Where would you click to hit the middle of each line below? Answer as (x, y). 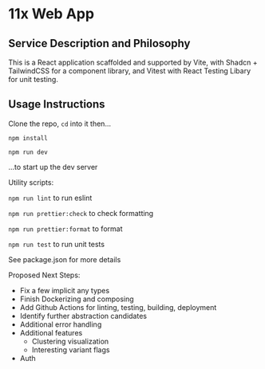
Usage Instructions (57, 104)
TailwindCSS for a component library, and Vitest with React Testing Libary (130, 71)
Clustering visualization (70, 341)
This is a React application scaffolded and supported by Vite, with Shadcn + (133, 62)
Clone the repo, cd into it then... (60, 124)
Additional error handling (61, 324)
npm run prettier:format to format (65, 229)
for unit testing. (33, 79)
